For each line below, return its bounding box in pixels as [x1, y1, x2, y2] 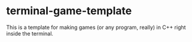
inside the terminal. [6, 30, 54, 37]
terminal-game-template [6, 4, 132, 18]
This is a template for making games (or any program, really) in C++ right [6, 24, 187, 31]
